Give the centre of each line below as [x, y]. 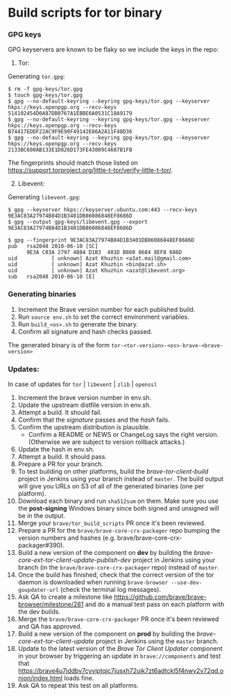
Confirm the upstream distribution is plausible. [84, 427]
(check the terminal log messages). [111, 590]
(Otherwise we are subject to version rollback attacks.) [106, 442]
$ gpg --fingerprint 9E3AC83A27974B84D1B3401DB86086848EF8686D [101, 240]
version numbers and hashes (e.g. [67, 538]
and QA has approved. [50, 627]
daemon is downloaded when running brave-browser [93, 582]
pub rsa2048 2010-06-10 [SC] [53, 247]
